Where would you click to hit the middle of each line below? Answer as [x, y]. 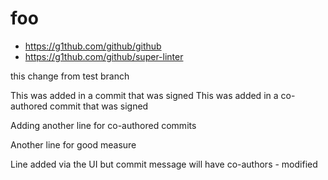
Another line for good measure [73, 144]
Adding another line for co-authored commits [103, 125]
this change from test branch [70, 76]
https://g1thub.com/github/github [93, 46]
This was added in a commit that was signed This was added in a [144, 95]
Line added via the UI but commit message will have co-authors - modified [164, 164]
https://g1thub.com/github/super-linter [104, 56]
